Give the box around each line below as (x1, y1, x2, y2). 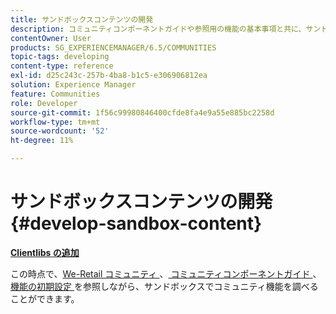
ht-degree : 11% (10, 136, 74, 146)
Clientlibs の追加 (10, 246, 80, 258)
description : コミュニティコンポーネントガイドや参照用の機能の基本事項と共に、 (10, 24, 307, 34)
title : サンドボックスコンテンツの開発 (10, 14, 154, 25)
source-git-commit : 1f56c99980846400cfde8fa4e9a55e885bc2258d (10, 107, 275, 118)
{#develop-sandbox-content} (10, 212, 263, 235)
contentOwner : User (10, 33, 92, 43)
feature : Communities (10, 89, 101, 99)
